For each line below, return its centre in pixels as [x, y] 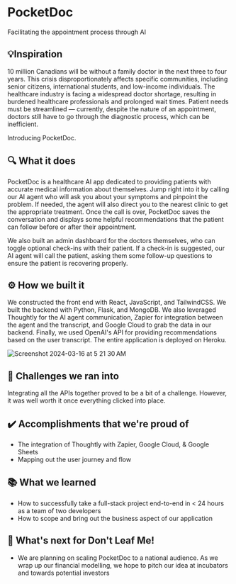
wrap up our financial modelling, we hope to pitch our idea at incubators [123, 565]
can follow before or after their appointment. [72, 227]
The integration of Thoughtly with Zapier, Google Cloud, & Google [113, 444]
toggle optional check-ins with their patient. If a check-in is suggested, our [116, 248]
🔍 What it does [41, 161]
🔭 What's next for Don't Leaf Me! [81, 540]
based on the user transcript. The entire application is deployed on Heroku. [117, 340]
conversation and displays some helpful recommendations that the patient [116, 219]
